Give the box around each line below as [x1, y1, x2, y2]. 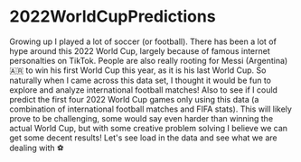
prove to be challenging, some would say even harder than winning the [9, 112, 274, 123]
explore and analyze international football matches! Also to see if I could [9, 84, 278, 95]
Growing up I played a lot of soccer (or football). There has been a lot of [9, 36, 277, 47]
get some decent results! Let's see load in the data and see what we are [9, 132, 277, 143]
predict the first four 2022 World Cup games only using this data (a [9, 94, 259, 104]
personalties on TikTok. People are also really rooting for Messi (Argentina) [9, 55, 288, 66]
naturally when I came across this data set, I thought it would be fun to [9, 75, 271, 85]
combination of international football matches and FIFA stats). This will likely [9, 103, 292, 114]
